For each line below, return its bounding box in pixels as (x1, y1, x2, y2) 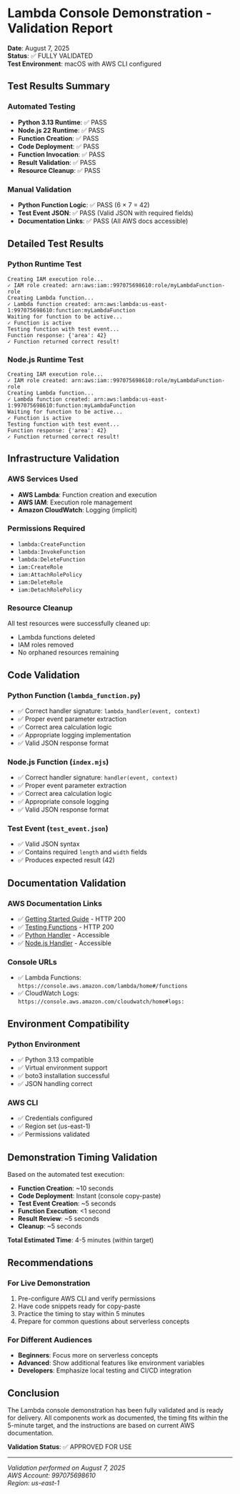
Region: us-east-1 (7, 1479, 60, 1488)
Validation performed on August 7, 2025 (7, 1463, 126, 1473)
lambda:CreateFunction (17, 541, 86, 548)
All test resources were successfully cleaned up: (7, 619, 151, 628)
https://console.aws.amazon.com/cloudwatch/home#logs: (17, 998, 185, 1005)
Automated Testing (7, 101, 76, 111)
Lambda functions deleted (17, 633, 95, 642)
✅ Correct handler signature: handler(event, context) (17, 773, 179, 782)
